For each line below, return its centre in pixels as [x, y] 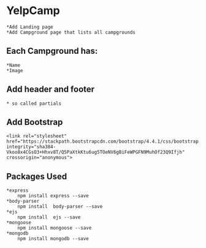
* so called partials [34, 103]
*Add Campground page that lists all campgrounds [71, 32]
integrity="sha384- [31, 147]
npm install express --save [53, 196]
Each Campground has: [52, 51]
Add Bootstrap [35, 122]
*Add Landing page [30, 27]
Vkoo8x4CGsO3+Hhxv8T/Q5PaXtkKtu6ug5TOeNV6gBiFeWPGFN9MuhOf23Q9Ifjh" [96, 152]
